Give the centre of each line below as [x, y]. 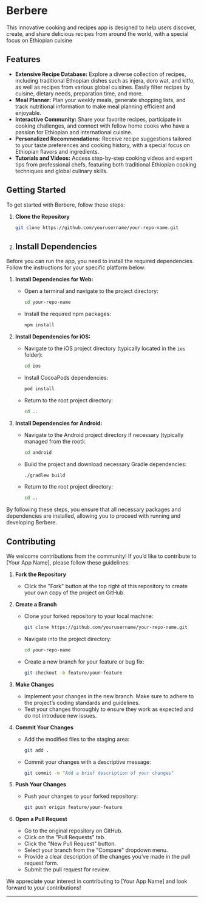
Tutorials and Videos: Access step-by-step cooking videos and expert [104, 158]
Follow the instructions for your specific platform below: [76, 267]
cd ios [32, 366]
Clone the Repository [42, 216]
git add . [37, 750]
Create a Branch [36, 605]
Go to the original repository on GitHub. [73, 831]
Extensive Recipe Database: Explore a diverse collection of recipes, [100, 74]
